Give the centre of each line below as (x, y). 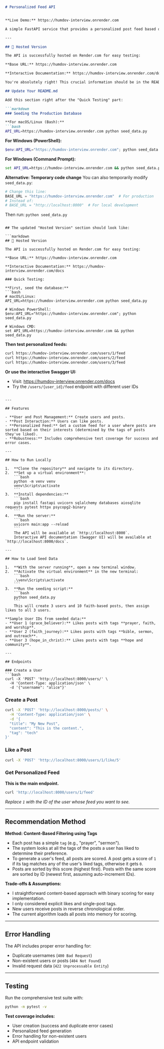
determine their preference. (40, 853)
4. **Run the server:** (30, 516)
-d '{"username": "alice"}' (38, 687)
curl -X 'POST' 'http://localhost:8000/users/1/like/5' (63, 760)
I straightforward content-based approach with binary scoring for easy (83, 893)
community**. (18, 644)
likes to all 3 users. (28, 610)
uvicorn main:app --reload (41, 524)
